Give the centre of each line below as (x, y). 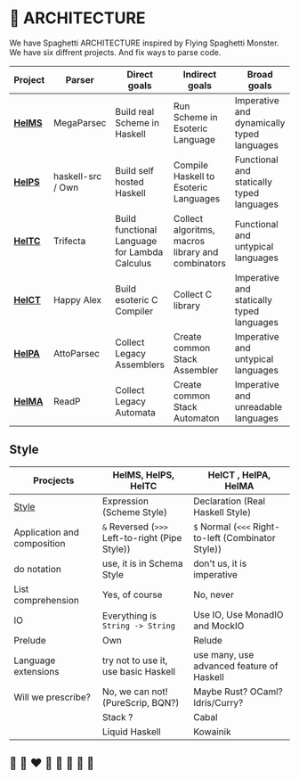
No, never (213, 594)
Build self (134, 170)
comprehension (47, 600)
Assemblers (140, 365)
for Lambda (139, 251)
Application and (47, 532)
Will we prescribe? (52, 697)
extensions (36, 671)
